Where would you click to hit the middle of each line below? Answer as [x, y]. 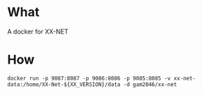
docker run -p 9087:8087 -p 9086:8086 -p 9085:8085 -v [89, 78]
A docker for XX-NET [38, 31]
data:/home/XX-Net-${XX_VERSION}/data [64, 85]
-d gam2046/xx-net [150, 85]
